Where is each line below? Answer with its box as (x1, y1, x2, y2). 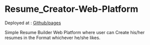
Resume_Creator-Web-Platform (4, 3, 139, 15)
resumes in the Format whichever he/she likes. (4, 35, 101, 41)
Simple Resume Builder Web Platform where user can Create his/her (4, 29, 145, 35)
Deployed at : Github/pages (4, 20, 61, 26)
